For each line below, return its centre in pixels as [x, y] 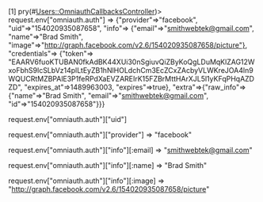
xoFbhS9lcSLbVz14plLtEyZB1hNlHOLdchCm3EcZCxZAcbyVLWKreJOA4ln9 [131, 70]
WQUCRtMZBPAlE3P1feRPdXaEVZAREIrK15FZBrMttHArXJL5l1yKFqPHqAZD [131, 79]
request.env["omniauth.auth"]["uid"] [68, 119]
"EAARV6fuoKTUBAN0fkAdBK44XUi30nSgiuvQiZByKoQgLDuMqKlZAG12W [131, 62]
